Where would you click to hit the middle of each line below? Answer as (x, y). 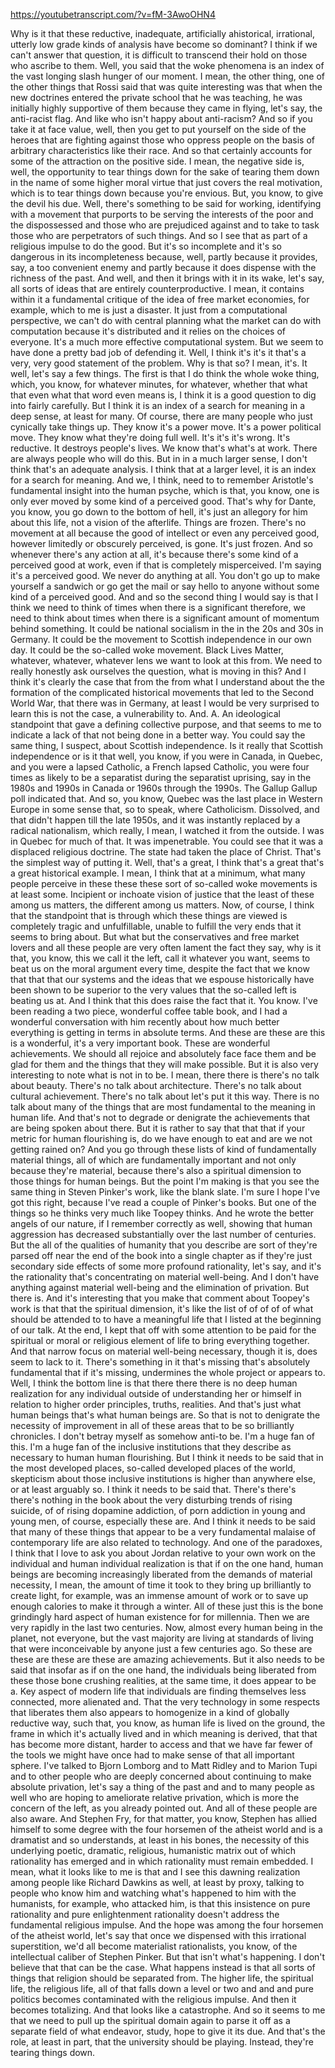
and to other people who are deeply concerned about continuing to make (161, 1776)
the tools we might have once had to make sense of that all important (152, 1755)
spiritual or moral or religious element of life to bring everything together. (160, 1340)
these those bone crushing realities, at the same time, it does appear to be (163, 1680)
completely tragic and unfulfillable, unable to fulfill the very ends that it (156, 926)
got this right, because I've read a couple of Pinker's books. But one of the (163, 1202)
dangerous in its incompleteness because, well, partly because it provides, (164, 257)
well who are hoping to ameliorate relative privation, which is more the (155, 1797)
